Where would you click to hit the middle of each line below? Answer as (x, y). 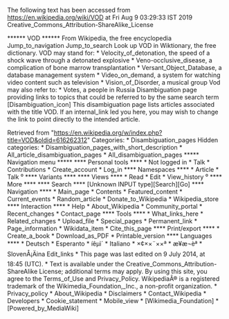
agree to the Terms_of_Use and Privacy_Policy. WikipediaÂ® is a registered (113, 279)
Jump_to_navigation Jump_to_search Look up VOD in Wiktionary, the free (112, 45)
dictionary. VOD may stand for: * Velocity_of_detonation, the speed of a (109, 53)
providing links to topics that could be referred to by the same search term (113, 97)
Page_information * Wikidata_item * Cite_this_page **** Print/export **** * (113, 229)
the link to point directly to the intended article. (74, 119)
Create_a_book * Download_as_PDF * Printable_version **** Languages (110, 236)
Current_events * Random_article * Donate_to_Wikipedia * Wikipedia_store (113, 199)
